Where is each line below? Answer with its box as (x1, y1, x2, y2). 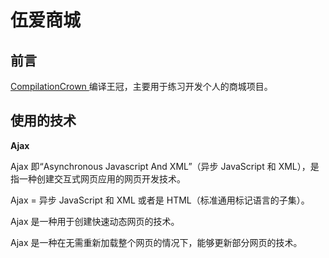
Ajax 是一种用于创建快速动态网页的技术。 (10, 215, 180, 227)
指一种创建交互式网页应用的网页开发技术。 (10, 172, 186, 185)
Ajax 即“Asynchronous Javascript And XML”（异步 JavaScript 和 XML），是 (10, 160, 320, 172)
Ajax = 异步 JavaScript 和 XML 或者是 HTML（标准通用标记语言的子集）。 (10, 194, 310, 206)
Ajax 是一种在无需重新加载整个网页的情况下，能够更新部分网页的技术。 (10, 236, 303, 248)
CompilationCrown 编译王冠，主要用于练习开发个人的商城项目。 (10, 81, 273, 92)
